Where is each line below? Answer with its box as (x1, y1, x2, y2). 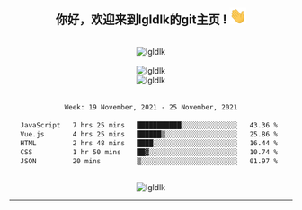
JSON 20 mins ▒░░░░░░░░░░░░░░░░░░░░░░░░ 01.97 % (20, 156, 279, 165)
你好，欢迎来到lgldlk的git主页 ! (55, 13, 227, 28)
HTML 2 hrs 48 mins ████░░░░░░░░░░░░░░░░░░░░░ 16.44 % (20, 138, 279, 147)
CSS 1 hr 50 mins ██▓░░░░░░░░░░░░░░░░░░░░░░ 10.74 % (20, 147, 279, 156)
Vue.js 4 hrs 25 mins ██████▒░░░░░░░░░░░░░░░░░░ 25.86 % (20, 129, 279, 138)
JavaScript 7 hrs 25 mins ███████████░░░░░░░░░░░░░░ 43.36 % (20, 120, 279, 129)
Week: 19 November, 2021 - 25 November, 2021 (64, 102, 238, 111)
